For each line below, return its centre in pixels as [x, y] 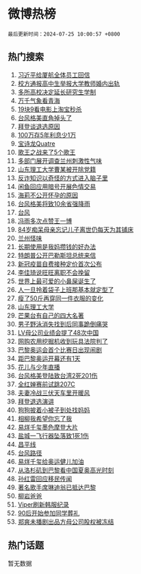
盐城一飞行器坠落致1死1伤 [53, 435]
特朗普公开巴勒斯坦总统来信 [57, 255]
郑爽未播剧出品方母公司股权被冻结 [66, 521]
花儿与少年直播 [39, 367]
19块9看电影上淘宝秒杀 [50, 109]
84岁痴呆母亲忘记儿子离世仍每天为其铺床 [76, 229]
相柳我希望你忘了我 [45, 418]
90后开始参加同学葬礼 [49, 513]
